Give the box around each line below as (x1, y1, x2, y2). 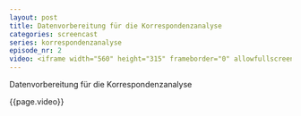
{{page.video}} (9, 96, 64, 107)
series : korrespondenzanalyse (9, 37, 123, 47)
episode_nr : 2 (9, 46, 63, 55)
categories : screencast (9, 29, 99, 38)
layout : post (9, 12, 58, 22)
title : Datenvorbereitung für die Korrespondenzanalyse (9, 21, 222, 30)
